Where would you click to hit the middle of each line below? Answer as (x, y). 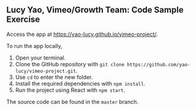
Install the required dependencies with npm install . (80, 83)
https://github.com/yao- (159, 64)
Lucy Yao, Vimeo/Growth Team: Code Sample (95, 10)
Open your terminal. (40, 58)
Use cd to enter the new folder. (54, 77)
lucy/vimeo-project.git (46, 71)
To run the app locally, (34, 46)
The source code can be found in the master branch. (73, 101)
